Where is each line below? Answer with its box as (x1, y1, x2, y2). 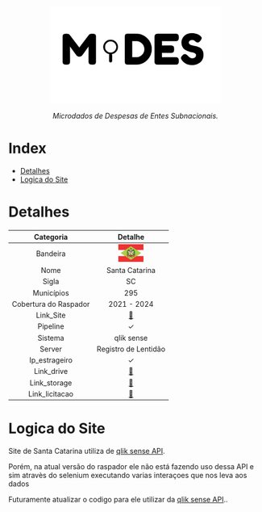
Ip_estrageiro (29, 355, 73, 365)
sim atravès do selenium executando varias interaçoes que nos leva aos (8, 471, 247, 481)
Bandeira (35, 249, 66, 258)
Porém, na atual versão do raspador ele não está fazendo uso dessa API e (8, 462, 255, 472)
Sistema (37, 333, 64, 342)
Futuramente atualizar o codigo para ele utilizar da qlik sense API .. (8, 495, 228, 505)
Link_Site (35, 310, 66, 321)
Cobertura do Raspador (11, 299, 90, 308)
